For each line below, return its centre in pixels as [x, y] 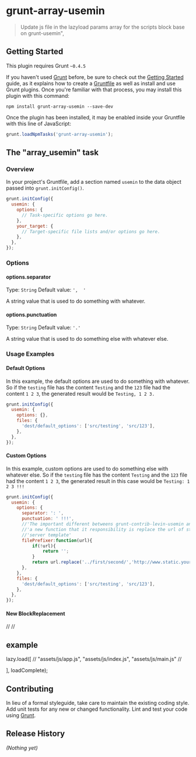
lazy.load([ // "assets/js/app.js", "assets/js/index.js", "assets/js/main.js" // [94, 659]
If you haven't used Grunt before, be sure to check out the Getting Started [95, 77]
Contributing [30, 689]
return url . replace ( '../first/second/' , [82, 562]
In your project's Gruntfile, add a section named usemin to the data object [94, 182]
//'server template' [46, 535]
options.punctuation [32, 314]
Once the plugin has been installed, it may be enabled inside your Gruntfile [96, 117]
